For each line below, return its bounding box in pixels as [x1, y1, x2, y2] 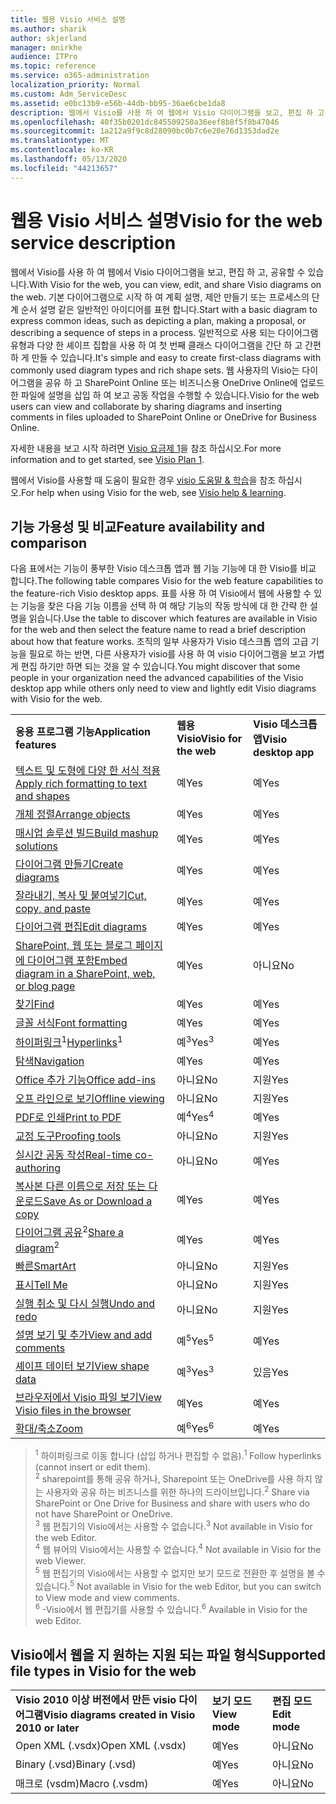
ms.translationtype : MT [10, 136, 110, 146]
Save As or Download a [43, 1194, 153, 1208]
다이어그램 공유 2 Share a [15, 1224, 125, 1240]
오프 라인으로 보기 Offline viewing [15, 1091, 165, 1105]
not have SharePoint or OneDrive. [34, 1507, 173, 1520]
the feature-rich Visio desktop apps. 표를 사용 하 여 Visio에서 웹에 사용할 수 [10, 587, 312, 600]
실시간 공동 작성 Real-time [15, 1148, 133, 1162]
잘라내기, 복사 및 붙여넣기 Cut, [15, 889, 147, 903]
